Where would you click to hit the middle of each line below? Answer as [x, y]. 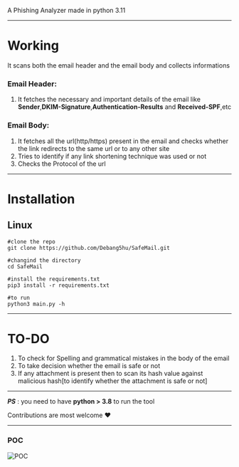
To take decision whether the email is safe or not [89, 366]
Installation [41, 199]
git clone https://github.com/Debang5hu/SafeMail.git [89, 248]
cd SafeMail [25, 266]
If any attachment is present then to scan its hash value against [110, 374]
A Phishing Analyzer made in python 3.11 [67, 10]
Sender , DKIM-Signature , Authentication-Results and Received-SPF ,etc [124, 107]
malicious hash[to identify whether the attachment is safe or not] [112, 381]
